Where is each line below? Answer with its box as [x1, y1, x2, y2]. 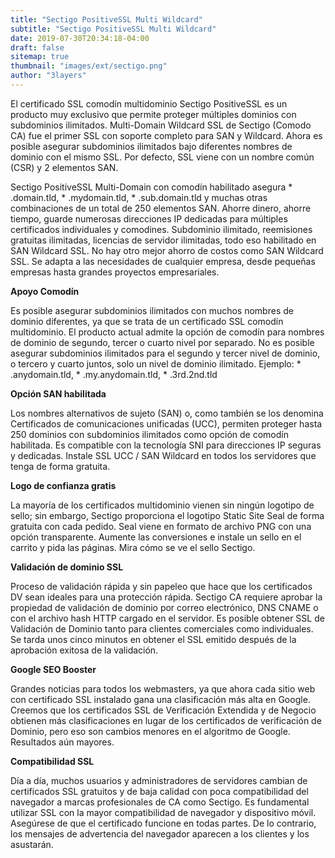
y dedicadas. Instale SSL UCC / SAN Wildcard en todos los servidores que [10, 449, 317, 461]
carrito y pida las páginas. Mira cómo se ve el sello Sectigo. [10, 541, 256, 553]
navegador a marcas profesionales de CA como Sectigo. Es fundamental [10, 796, 310, 808]
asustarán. [10, 838, 54, 850]
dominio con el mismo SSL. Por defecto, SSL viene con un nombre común [10, 151, 315, 163]
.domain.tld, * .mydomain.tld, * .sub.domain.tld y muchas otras [10, 191, 268, 203]
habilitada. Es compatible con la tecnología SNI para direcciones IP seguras [10, 439, 322, 451]
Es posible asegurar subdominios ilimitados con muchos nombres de [10, 304, 294, 316]
